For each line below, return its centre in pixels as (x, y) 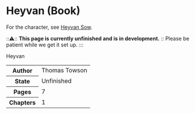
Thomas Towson (64, 71)
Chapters (22, 102)
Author (22, 71)
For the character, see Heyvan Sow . (49, 27)
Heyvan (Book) (43, 11)
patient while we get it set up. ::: (45, 45)
